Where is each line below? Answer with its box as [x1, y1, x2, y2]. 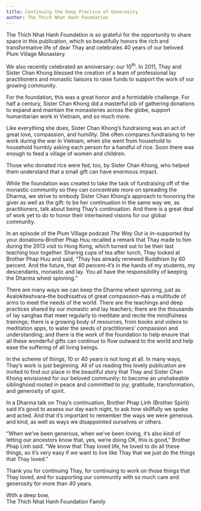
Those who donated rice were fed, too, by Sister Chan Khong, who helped [6, 162, 190, 169]
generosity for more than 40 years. [6, 480, 93, 488]
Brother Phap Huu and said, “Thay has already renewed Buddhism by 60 [6, 255, 186, 262]
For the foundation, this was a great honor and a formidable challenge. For [6, 94, 190, 101]
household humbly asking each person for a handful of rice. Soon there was [6, 144, 194, 151]
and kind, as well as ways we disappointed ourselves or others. [6, 418, 163, 426]
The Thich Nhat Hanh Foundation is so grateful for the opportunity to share [6, 31, 191, 38]
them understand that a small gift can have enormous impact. [6, 168, 158, 175]
